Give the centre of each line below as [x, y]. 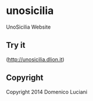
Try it [16, 45]
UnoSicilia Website [28, 27]
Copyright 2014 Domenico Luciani [47, 92]
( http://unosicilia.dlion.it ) [35, 59]
